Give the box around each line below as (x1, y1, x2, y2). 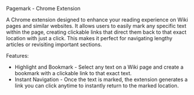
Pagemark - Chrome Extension (6, 5, 81, 12)
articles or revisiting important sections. (6, 41, 102, 48)
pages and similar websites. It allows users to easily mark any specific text (6, 23, 187, 29)
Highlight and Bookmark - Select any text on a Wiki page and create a (14, 64, 184, 71)
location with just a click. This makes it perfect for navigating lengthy (6, 35, 173, 41)
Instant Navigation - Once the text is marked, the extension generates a (14, 76, 188, 83)
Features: (6, 52, 29, 59)
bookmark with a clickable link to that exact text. (14, 70, 132, 76)
